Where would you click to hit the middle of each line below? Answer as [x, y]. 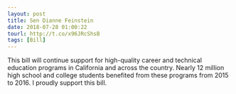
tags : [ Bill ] [27, 40]
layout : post [27, 14]
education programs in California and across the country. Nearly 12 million [116, 68]
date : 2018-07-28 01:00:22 [47, 27]
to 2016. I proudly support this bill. [57, 83]
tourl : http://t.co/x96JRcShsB [54, 34]
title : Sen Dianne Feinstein [50, 20]
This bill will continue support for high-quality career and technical [105, 60]
